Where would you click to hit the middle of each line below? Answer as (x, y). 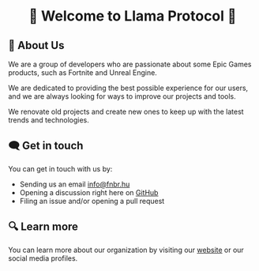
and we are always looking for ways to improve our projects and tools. (122, 96)
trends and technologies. (49, 120)
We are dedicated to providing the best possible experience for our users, (128, 88)
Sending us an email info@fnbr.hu (75, 184)
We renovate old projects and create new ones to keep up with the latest (126, 111)
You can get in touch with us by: (60, 168)
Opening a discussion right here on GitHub (89, 192)
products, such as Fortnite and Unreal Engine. (83, 73)
